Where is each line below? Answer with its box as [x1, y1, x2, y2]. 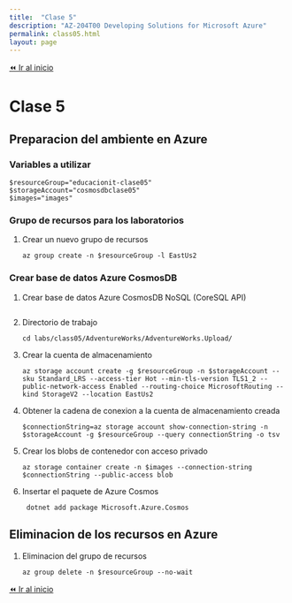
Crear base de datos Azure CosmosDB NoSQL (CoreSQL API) [21, 292, 247, 302]
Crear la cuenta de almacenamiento [21, 349, 153, 360]
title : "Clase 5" [9, 12, 77, 22]
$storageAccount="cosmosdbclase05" [9, 187, 141, 195]
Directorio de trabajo [21, 317, 98, 327]
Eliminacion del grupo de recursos [21, 550, 148, 561]
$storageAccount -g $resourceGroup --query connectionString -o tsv [21, 430, 280, 439]
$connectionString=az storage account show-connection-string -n [21, 422, 268, 431]
